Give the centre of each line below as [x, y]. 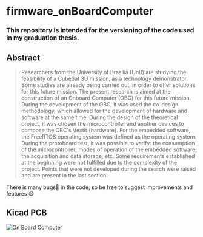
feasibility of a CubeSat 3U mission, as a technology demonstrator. [105, 78]
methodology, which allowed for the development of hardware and [104, 111]
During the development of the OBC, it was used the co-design [100, 104]
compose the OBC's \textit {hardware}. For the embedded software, [106, 130]
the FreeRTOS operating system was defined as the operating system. [109, 136]
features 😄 [20, 193]
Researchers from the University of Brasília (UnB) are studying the [104, 72]
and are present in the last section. [64, 175]
